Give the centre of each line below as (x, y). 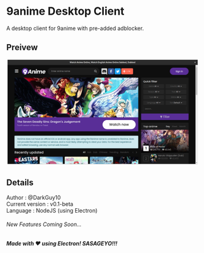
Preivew (22, 47)
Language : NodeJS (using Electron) (52, 210)
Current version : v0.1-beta (40, 204)
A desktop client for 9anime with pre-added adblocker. (75, 28)
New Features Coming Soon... (44, 224)
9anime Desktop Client (65, 11)
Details (20, 183)
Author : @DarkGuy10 (34, 197)
